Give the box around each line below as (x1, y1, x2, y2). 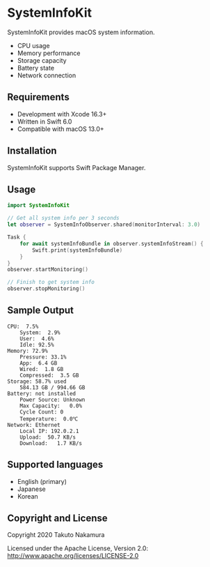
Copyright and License (7, 513, 108, 524)
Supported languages (7, 459, 104, 471)
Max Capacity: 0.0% (19, 402, 82, 409)
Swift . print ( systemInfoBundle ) (32, 246, 123, 254)
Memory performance (17, 49, 81, 57)
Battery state (17, 63, 54, 72)
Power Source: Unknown (19, 396, 86, 403)
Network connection (17, 71, 76, 80)
